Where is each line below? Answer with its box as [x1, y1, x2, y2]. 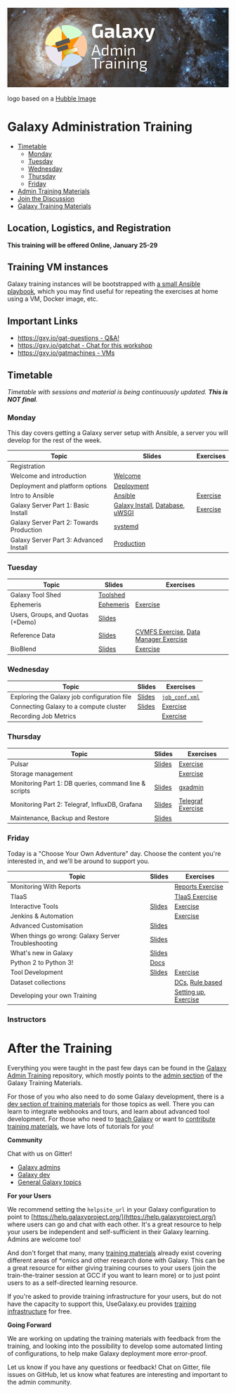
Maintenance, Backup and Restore [10, 813, 110, 822]
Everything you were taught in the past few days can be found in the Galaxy [7, 1064, 227, 1073]
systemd [113, 521, 139, 531]
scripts [10, 786, 30, 795]
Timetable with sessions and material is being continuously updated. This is [7, 388, 228, 396]
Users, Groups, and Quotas [10, 610, 89, 618]
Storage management [10, 770, 73, 778]
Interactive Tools [10, 902, 58, 910]
